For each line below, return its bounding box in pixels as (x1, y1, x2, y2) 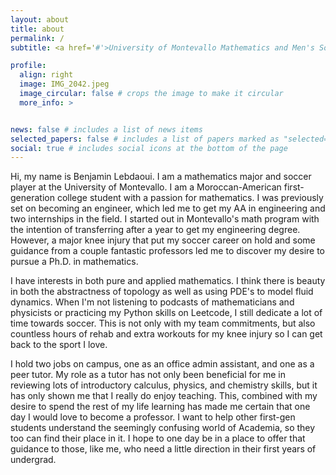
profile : (10, 61, 47, 71)
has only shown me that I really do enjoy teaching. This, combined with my (10, 390, 318, 402)
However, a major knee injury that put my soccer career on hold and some (10, 234, 316, 246)
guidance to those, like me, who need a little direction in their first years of (10, 443, 317, 455)
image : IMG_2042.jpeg (19, 79, 110, 90)
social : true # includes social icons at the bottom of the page (10, 143, 288, 153)
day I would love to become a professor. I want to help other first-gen (10, 411, 296, 423)
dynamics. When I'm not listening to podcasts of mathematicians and (10, 296, 295, 308)
